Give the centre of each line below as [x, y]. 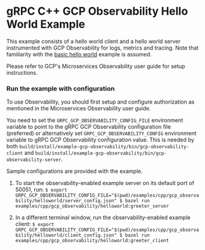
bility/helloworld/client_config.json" [66, 235]
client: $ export [35, 224]
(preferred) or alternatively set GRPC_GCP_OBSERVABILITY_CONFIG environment [102, 134]
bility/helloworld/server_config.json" [66, 201]
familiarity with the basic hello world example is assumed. [79, 54]
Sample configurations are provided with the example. [74, 171]
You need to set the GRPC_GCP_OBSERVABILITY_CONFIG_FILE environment [95, 120]
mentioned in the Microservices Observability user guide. [79, 108]
